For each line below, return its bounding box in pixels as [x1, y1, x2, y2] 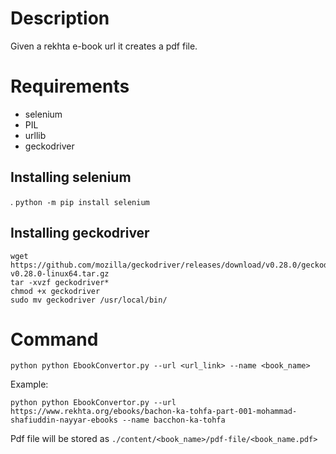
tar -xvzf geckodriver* [10, 277, 110, 287]
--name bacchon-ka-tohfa [121, 415, 226, 426]
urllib [24, 129, 47, 141]
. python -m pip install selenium [10, 195, 150, 207]
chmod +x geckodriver [10, 286, 101, 296]
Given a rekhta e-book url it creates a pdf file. [10, 40, 198, 52]
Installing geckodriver [10, 225, 150, 242]
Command [10, 328, 99, 351]
